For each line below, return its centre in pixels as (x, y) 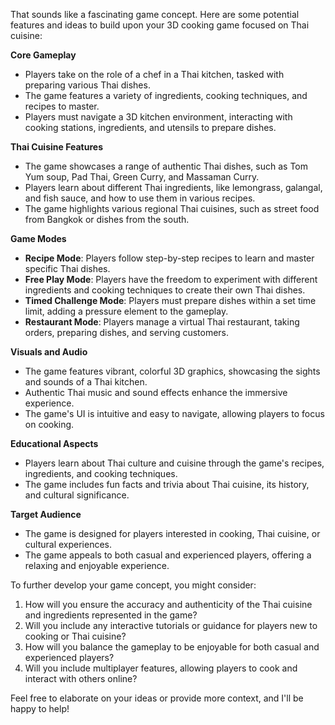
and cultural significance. (77, 495)
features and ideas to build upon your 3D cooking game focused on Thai (160, 25)
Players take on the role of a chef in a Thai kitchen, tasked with (154, 74)
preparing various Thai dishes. (87, 85)
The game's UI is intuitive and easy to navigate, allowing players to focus (174, 413)
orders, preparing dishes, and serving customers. (127, 332)
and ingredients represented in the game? (111, 615)
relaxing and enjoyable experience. (97, 565)
